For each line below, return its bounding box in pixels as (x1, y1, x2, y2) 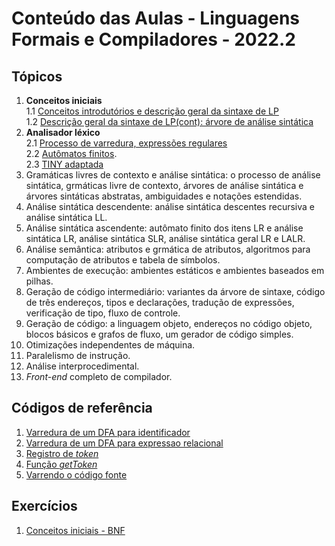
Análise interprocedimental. (25, 360, 140, 372)
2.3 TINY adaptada (25, 158, 104, 170)
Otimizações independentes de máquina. (25, 339, 196, 351)
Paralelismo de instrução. (25, 350, 131, 361)
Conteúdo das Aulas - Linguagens (11, 7, 301, 30)
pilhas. (25, 275, 54, 287)
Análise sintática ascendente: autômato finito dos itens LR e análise (25, 222, 304, 234)
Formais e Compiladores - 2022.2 (11, 28, 296, 51)
